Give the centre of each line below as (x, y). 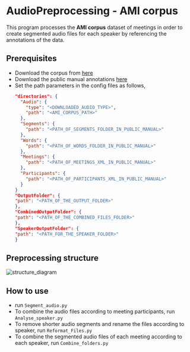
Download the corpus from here (54, 73)
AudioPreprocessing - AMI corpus (92, 11)
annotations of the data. (35, 40)
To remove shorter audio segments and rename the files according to (99, 324)
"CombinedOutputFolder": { (48, 212)
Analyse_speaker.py (39, 318)
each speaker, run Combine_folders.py (61, 343)
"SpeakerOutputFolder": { (47, 228)
